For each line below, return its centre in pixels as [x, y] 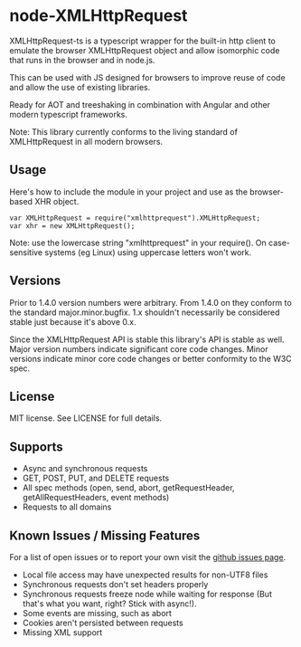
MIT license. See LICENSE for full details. [86, 418]
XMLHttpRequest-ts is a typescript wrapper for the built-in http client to [142, 41]
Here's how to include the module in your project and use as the [129, 192]
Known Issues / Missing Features [105, 535]
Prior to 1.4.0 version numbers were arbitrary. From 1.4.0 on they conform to [150, 302]
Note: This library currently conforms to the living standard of [123, 131]
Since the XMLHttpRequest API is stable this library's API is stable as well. [147, 339]
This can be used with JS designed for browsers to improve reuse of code [148, 77]
